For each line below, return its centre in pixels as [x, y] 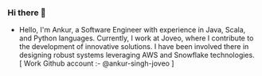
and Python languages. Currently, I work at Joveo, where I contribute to [136, 38]
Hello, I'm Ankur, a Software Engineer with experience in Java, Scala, [132, 30]
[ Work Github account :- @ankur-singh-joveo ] [96, 63]
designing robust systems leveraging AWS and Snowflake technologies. [137, 55]
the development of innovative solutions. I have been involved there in [134, 47]
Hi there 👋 [27, 13]
